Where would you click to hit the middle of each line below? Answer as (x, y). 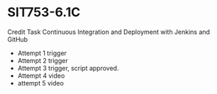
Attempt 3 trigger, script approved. (68, 68)
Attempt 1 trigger (42, 53)
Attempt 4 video (41, 76)
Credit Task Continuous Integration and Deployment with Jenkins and (109, 32)
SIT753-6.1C (44, 12)
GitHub (18, 39)
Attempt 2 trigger (43, 60)
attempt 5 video (40, 83)
